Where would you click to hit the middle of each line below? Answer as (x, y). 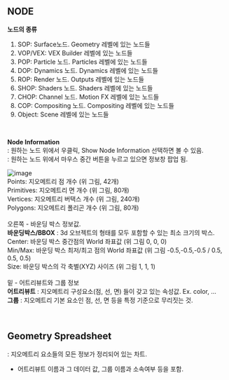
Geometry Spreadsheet (60, 336)
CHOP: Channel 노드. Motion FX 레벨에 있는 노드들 (88, 97)
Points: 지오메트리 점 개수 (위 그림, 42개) (63, 181)
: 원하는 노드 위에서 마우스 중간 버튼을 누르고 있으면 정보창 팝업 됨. (98, 159)
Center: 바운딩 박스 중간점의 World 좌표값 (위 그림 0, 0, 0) (87, 241)
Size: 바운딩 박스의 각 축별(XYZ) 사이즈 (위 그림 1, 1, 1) (82, 266)
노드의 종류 (22, 29)
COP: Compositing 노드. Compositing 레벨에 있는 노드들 (96, 105)
